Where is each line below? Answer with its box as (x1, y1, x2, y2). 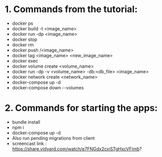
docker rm (12, 41, 34, 47)
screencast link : (12, 140, 47, 146)
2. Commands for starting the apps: (5, 102, 158, 114)
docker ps (12, 20, 33, 26)
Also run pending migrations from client (12, 135, 95, 141)
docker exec (12, 58, 38, 64)
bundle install (12, 119, 40, 125)
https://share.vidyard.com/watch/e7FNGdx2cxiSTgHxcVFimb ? (12, 145, 142, 152)
